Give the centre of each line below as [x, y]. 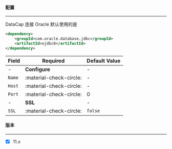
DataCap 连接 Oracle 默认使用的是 [41, 24]
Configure [37, 69]
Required [53, 61]
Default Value [104, 61]
